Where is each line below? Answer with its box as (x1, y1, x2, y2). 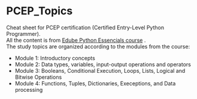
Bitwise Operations (14, 73, 62, 81)
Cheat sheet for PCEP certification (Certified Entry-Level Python (6, 24, 165, 31)
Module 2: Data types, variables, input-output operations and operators (14, 61, 192, 68)
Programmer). (6, 30, 41, 37)
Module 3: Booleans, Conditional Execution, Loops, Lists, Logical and (14, 67, 186, 74)
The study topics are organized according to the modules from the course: (6, 43, 190, 50)
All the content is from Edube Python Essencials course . (6, 36, 146, 44)
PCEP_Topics (6, 4, 73, 18)
